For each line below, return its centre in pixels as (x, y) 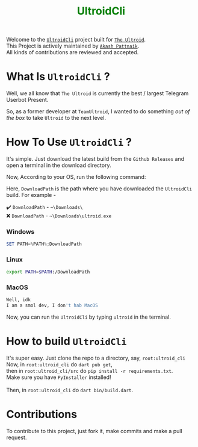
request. (17, 437)
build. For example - (31, 195)
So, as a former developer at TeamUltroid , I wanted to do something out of (98, 111)
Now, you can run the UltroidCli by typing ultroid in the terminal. (89, 317)
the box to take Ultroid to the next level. (56, 117)
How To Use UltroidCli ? (69, 142)
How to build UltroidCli (67, 341)
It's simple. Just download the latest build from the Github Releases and (95, 158)
